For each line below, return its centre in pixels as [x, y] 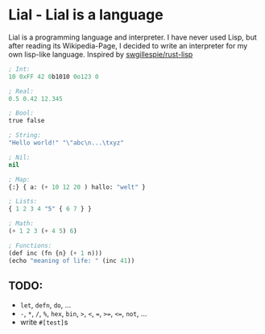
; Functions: [30, 245]
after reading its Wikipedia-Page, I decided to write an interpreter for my [128, 45]
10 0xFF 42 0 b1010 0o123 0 [54, 77]
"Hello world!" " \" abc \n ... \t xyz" [66, 143]
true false [27, 121]
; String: [25, 136]
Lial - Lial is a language [86, 15]
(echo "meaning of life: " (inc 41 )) [72, 261]
